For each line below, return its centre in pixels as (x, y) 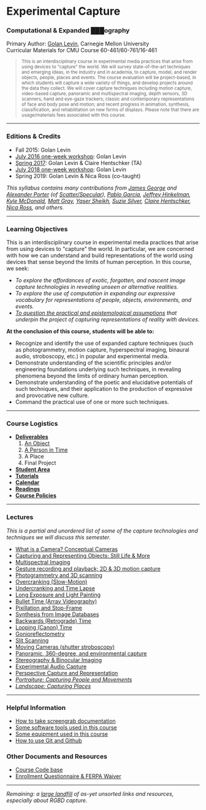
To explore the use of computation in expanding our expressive (95, 293)
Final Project (40, 463)
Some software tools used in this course (66, 727)
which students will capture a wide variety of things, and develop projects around (107, 83)
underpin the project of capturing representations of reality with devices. (107, 320)
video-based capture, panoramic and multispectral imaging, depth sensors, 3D (105, 94)
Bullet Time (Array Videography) (56, 601)
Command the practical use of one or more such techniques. (92, 402)
